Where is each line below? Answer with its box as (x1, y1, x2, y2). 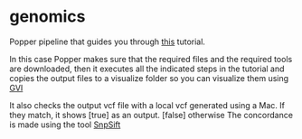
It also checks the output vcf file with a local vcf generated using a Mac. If (9, 99, 286, 110)
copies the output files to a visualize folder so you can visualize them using (9, 72, 289, 83)
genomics (9, 6, 86, 27)
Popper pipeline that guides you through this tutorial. (9, 36, 206, 47)
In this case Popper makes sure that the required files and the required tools (9, 53, 293, 64)
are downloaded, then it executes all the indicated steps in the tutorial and (9, 63, 285, 74)
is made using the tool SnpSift (9, 119, 121, 130)
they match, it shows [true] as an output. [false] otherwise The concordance (9, 109, 294, 120)
